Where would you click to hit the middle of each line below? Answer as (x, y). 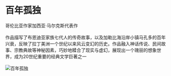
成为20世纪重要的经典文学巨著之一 (50, 56)
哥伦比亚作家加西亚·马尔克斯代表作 (42, 26)
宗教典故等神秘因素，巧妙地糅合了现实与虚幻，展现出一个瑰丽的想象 (85, 50)
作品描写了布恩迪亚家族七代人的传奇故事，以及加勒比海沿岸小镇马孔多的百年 (85, 37)
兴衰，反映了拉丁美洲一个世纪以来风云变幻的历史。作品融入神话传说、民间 (83, 43)
